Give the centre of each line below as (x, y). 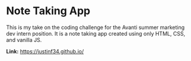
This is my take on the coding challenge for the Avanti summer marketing (95, 27)
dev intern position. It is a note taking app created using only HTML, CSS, (96, 33)
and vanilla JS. (24, 40)
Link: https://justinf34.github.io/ (45, 51)
